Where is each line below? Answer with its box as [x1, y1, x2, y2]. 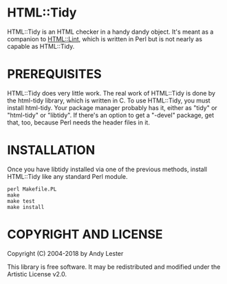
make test [7, 197, 36, 204]
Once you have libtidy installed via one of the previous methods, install [7, 165, 208, 173]
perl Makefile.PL [7, 186, 57, 193]
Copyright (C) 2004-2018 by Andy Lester [7, 249, 124, 257]
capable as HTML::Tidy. [7, 42, 75, 50]
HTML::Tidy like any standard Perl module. [7, 172, 129, 180]
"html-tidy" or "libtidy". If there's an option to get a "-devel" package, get [7, 111, 215, 119]
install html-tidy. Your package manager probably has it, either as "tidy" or [7, 103, 218, 111]
